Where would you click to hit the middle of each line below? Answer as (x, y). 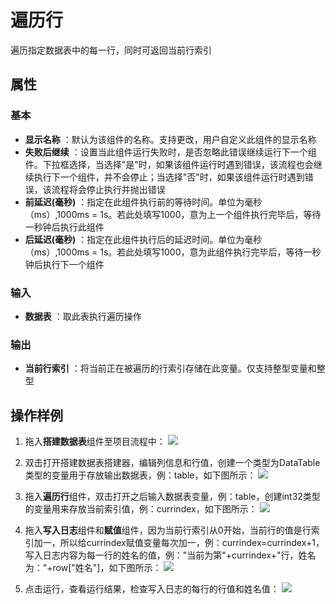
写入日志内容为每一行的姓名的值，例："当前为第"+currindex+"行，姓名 (170, 555)
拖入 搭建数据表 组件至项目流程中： (95, 442)
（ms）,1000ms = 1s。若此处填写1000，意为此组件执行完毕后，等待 (164, 252)
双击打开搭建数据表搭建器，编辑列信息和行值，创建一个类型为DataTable (172, 463)
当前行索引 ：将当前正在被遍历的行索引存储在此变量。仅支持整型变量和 (170, 368)
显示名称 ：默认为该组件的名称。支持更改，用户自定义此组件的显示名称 (170, 139)
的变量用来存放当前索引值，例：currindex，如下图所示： (141, 509)
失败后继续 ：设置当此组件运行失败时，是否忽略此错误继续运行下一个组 (170, 152)
